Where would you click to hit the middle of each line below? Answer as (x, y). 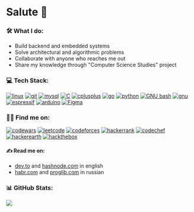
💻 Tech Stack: (28, 81)
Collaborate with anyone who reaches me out (70, 59)
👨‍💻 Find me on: (28, 117)
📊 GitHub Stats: (30, 188)
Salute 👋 (27, 12)
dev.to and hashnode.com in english (59, 166)
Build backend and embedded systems (62, 46)
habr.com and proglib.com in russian (59, 172)
